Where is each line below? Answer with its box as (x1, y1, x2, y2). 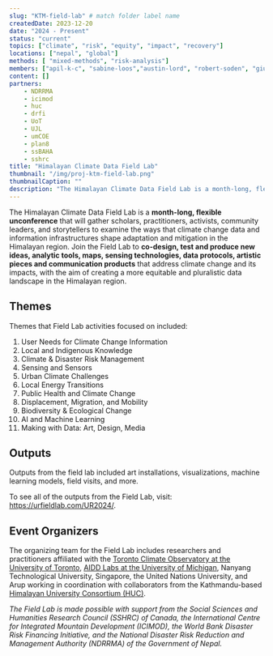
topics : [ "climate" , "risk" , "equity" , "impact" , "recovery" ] (9, 42, 224, 50)
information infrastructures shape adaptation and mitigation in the (9, 232, 228, 243)
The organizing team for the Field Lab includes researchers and (9, 546, 221, 556)
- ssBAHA (23, 147, 53, 155)
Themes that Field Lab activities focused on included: (9, 321, 188, 330)
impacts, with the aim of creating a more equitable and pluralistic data (9, 267, 242, 277)
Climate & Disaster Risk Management (20, 354, 145, 364)
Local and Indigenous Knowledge (20, 345, 133, 355)
